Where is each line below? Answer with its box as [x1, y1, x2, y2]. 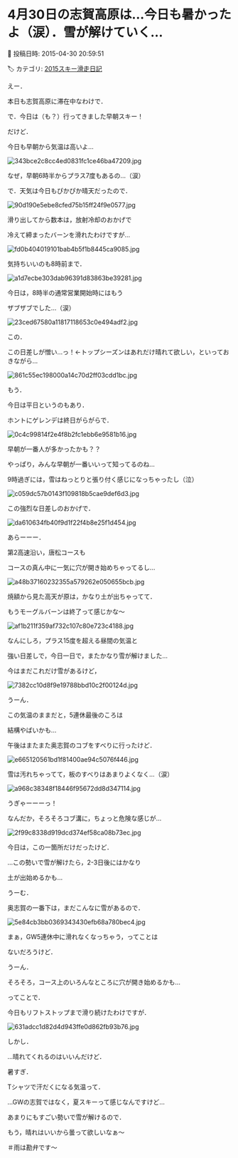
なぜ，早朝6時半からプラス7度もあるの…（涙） [7, 171, 145, 180]
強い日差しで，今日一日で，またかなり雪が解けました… [7, 651, 168, 660]
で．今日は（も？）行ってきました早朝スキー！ [7, 112, 144, 120]
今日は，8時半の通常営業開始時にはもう [7, 288, 124, 296]
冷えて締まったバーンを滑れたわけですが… [7, 230, 131, 239]
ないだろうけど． [7, 947, 57, 956]
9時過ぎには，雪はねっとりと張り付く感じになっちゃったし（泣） [7, 475, 198, 483]
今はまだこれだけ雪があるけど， [7, 666, 101, 675]
